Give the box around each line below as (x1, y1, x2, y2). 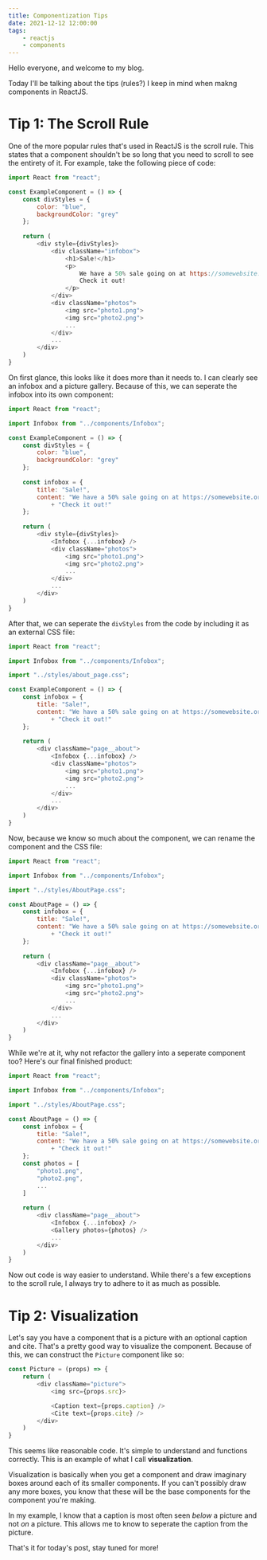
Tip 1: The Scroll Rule (8, 115, 149, 133)
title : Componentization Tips (8, 11, 109, 20)
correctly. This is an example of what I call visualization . (8, 1455, 193, 1464)
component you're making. (8, 1495, 97, 1505)
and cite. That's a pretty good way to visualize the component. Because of (8, 1342, 252, 1351)
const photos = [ (22, 1160, 80, 1168)
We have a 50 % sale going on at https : (79, 269, 212, 277)
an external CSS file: (8, 627, 75, 637)
